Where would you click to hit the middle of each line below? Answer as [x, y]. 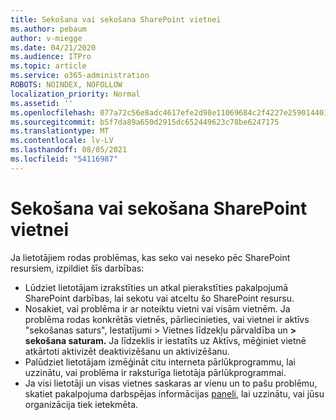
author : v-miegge [46, 38]
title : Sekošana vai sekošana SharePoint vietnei [116, 19]
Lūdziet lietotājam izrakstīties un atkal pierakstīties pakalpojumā [156, 287]
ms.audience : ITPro [51, 57]
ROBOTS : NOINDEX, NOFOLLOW [66, 85]
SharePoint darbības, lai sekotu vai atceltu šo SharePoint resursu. [159, 298]
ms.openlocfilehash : [53, 112]
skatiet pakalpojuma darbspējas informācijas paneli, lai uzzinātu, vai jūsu [174, 393]
